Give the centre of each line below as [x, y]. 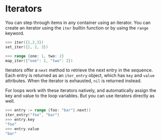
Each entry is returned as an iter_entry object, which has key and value [80, 75]
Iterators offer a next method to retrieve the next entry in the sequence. [79, 70]
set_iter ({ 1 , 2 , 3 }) [27, 47]
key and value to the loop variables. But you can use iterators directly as [80, 96]
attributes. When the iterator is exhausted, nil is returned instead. [73, 81]
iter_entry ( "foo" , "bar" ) [32, 115]
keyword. [15, 33]
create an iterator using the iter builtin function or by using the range [77, 27]
